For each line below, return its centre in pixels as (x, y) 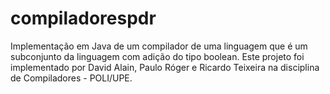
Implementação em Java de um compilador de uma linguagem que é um (159, 46)
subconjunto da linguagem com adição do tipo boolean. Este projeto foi (157, 56)
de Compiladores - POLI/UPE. (71, 78)
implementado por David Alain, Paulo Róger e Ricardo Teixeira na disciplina (165, 67)
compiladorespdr (83, 18)
